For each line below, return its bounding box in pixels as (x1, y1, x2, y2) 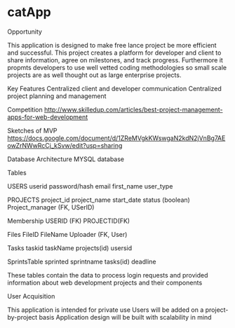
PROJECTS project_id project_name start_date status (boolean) (7, 196, 191, 204)
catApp (7, 4, 51, 20)
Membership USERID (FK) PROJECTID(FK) (7, 217, 130, 225)
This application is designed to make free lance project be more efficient (7, 41, 217, 49)
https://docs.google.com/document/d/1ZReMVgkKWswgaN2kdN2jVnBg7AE (7, 134, 226, 142)
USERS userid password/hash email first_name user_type (7, 182, 173, 190)
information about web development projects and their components (7, 278, 203, 287)
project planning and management (7, 92, 107, 100)
